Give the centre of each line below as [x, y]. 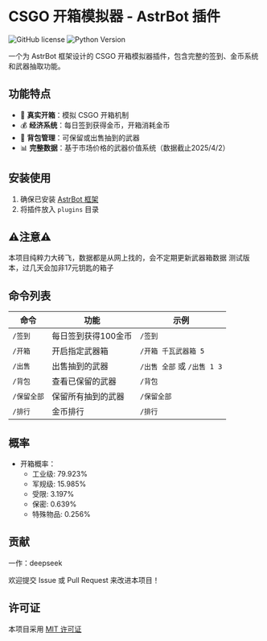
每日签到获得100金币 [92, 336]
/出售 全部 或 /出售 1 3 [181, 366]
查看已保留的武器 [84, 381]
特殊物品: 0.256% [61, 514]
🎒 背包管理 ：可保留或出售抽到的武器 [80, 137]
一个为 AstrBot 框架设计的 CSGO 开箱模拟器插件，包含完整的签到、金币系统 [133, 56]
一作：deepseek [35, 563]
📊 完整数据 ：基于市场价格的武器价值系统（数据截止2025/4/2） [125, 148]
